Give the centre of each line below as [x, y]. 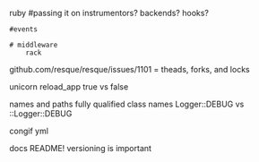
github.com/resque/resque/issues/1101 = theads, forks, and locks [129, 69]
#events [24, 30]
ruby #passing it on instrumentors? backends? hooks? [109, 13]
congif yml [29, 131]
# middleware [34, 45]
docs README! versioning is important [81, 148]
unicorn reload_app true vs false [69, 87]
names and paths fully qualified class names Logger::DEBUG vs [127, 104]
